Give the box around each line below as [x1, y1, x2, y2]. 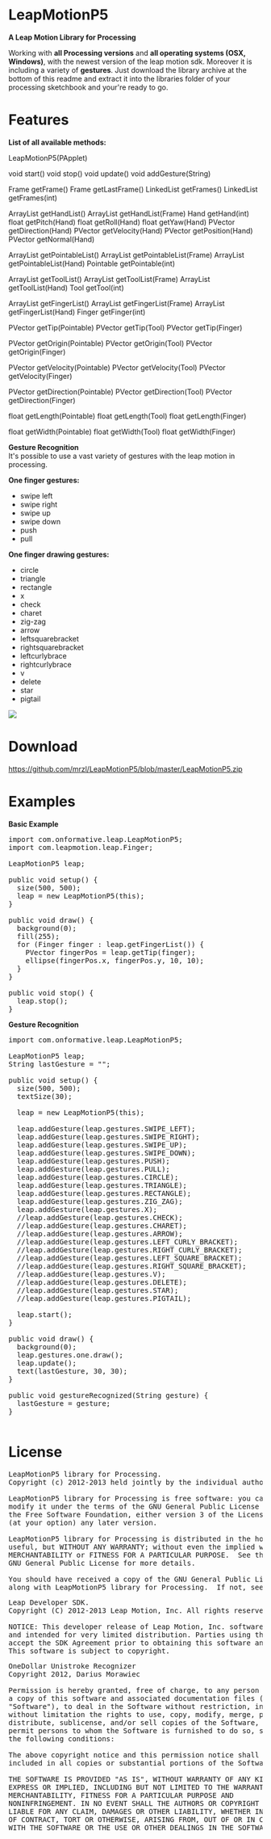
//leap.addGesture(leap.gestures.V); [16, 1269, 166, 1278]
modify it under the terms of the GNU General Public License [8, 1501, 260, 1511]
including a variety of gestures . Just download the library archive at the [8, 65, 248, 74]
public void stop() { [8, 988, 94, 997]
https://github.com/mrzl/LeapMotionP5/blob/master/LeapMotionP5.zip [8, 764, 244, 773]
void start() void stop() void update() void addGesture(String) [8, 168, 211, 179]
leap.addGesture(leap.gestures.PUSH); [16, 1156, 171, 1165]
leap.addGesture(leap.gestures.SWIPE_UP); [16, 1140, 188, 1149]
